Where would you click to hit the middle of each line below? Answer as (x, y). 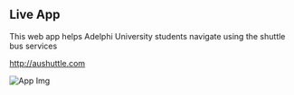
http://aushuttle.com (47, 63)
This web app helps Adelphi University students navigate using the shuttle (147, 36)
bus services (33, 46)
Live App (35, 15)
